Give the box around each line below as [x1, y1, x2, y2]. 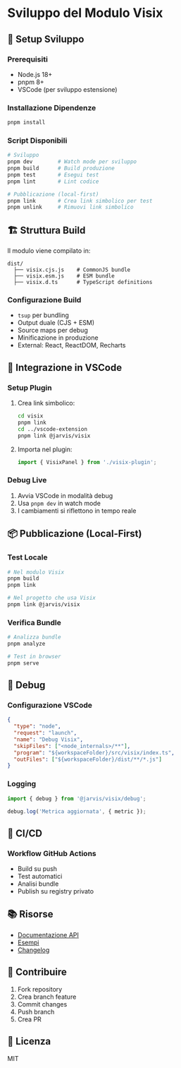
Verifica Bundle [7, 617, 62, 627]
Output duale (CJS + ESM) [17, 319, 95, 327]
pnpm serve [7, 659, 39, 667]
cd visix [17, 413, 44, 420]
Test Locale [7, 552, 48, 562]
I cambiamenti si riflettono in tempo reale [17, 506, 137, 515]
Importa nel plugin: [17, 445, 73, 453]
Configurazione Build [7, 295, 82, 305]
